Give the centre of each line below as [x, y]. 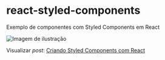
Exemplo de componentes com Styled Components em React [83, 27]
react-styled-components [73, 10]
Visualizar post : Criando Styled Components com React [76, 50]
